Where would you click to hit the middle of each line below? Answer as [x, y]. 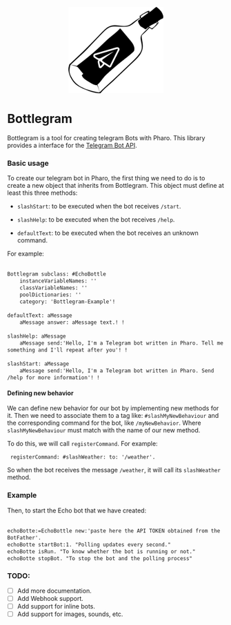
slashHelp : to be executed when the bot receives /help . [96, 220]
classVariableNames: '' [54, 288]
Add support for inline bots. [56, 606]
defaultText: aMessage [40, 316]
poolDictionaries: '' [50, 295]
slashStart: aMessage [38, 364]
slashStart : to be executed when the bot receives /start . [99, 206]
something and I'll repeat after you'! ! [68, 350]
